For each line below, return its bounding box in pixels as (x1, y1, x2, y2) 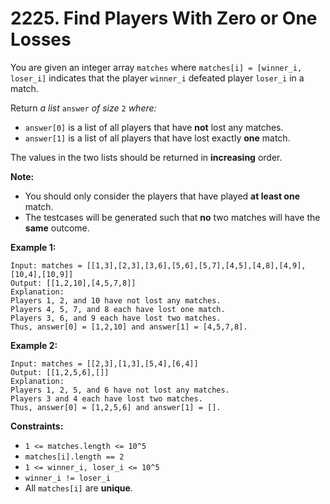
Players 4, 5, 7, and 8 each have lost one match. (10, 304, 226, 314)
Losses (10, 28, 72, 51)
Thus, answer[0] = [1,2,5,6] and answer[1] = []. (10, 402, 222, 412)
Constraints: (10, 420, 64, 432)
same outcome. (24, 222, 90, 234)
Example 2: (10, 339, 58, 351)
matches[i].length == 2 (24, 452, 125, 462)
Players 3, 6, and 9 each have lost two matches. (10, 313, 222, 323)
